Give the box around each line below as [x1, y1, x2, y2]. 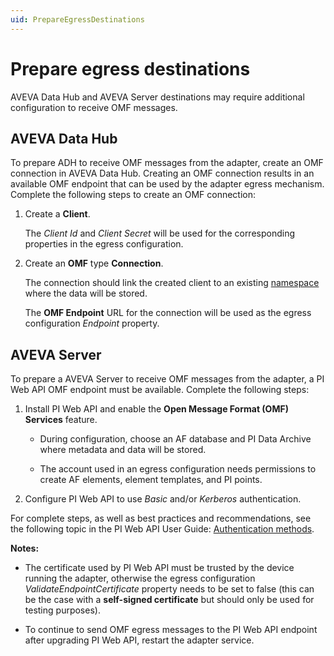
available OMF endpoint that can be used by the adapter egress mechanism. [10, 178, 325, 190]
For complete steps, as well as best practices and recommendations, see [10, 512, 312, 525]
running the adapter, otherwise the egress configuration [24, 572, 256, 585]
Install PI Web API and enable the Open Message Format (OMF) [24, 403, 289, 415]
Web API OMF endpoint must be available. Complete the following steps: [10, 384, 310, 396]
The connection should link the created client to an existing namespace [24, 277, 320, 289]
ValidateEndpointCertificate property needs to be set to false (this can [24, 583, 315, 595]
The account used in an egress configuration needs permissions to [39, 463, 317, 475]
